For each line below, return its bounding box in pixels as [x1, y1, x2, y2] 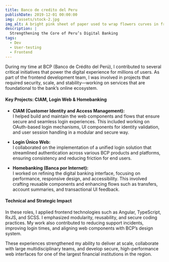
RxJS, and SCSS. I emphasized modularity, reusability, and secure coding [5, 214, 157, 220]
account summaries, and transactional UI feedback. [12, 186, 120, 192]
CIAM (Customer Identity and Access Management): [12, 108, 125, 114]
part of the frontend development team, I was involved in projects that [5, 74, 150, 80]
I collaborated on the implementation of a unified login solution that [12, 144, 152, 150]
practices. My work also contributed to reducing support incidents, [5, 220, 144, 226]
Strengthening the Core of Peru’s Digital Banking [10, 31, 118, 36]
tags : [5, 36, 17, 41]
